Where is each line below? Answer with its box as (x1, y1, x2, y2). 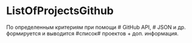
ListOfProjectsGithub (6, 4, 114, 18)
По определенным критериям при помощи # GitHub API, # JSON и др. (6, 24, 186, 31)
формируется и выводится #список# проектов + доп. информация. (6, 29, 179, 37)
